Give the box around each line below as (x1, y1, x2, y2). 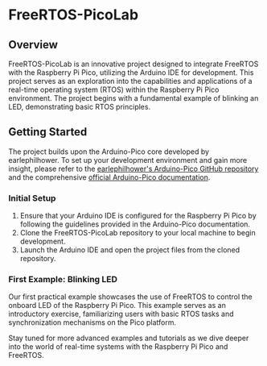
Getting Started (8, 125, 88, 139)
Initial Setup (8, 192, 56, 203)
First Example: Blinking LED (8, 274, 118, 285)
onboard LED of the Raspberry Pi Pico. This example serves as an (8, 301, 227, 310)
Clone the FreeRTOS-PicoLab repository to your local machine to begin (19, 228, 256, 238)
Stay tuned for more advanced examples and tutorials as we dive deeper (8, 333, 249, 343)
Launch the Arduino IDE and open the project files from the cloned (19, 245, 240, 255)
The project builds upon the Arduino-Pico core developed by (8, 147, 210, 156)
